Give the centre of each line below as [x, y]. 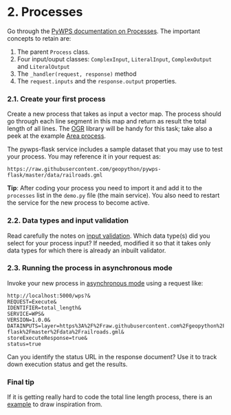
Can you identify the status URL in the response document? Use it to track [112, 356]
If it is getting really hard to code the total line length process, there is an [110, 397]
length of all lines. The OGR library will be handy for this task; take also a [110, 129]
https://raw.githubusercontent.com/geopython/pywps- [84, 170]
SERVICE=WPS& [26, 314]
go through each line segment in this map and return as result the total [107, 121]
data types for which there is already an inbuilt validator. [87, 250]
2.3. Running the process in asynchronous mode [90, 268]
